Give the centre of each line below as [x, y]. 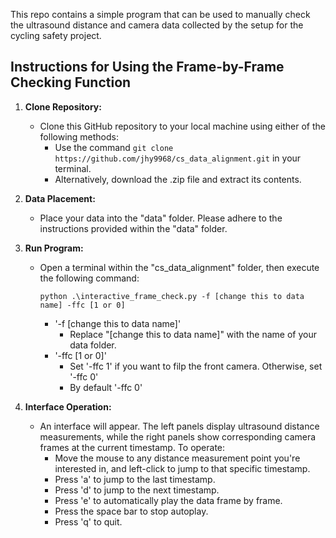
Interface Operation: [68, 406]
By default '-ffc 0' [106, 387]
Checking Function [71, 82]
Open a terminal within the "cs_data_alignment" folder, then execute [179, 267]
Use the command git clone [114, 147]
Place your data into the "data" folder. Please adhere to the [161, 218]
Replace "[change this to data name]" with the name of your [193, 334]
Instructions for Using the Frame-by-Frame [147, 67]
